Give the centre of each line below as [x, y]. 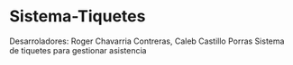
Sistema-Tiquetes [78, 16]
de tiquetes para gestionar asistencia [78, 50]
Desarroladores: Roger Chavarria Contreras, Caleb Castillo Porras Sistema [147, 41]
